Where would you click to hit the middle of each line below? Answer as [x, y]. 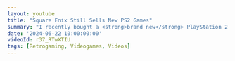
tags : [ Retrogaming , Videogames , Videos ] [69, 46]
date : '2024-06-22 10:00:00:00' [55, 33]
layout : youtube [31, 14]
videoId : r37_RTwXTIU [39, 40]
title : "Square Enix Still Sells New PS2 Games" [80, 20]
